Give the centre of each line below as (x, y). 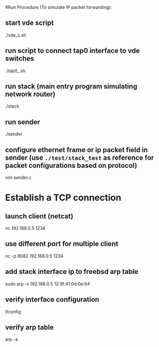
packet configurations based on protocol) (71, 165)
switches (20, 59)
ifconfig (13, 311)
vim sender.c (18, 178)
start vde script (29, 23)
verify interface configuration (52, 300)
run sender (23, 122)
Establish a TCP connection (63, 198)
